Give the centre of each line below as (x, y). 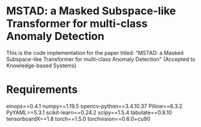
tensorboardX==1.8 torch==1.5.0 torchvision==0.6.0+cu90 (78, 119)
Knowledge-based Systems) (41, 65)
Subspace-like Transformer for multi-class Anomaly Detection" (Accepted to (101, 59)
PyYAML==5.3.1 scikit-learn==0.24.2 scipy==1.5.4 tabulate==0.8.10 (89, 112)
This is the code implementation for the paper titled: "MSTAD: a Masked (95, 52)
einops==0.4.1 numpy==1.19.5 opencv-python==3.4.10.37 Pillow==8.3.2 (94, 106)
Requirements (42, 90)
